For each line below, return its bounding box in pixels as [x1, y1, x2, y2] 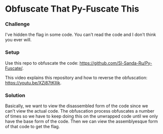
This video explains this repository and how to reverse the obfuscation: [5, 74, 147, 81]
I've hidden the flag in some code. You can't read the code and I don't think [5, 32, 156, 37]
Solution [5, 92, 26, 99]
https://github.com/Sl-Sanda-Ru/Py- [79, 60, 152, 66]
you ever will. [5, 37, 32, 43]
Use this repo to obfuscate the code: [5, 60, 79, 66]
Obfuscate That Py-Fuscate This [5, 3, 140, 15]
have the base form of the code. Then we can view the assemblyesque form [5, 118, 158, 124]
